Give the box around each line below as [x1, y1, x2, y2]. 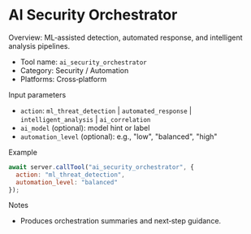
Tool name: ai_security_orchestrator [19, 57, 148, 67]
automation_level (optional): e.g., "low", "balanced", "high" [19, 132, 218, 141]
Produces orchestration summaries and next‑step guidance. [19, 216, 222, 226]
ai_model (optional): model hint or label [19, 123, 150, 132]
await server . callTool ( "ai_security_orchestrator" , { [8, 162, 195, 171]
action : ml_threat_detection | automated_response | [19, 106, 193, 115]
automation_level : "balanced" [15, 178, 118, 186]
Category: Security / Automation [19, 65, 129, 75]
